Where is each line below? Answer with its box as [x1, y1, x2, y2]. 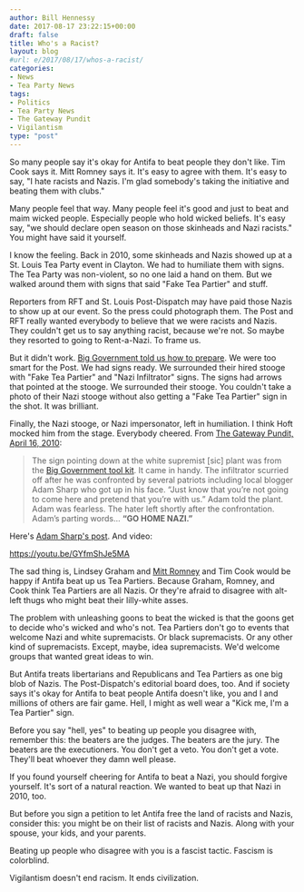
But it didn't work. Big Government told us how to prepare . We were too [9, 352, 277, 363]
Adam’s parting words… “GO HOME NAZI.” [31, 512, 193, 523]
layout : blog [9, 47, 59, 56]
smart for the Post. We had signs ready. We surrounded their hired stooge [9, 362, 286, 372]
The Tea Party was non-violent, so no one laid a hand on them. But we [9, 269, 272, 280]
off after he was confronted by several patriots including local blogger [31, 474, 293, 485]
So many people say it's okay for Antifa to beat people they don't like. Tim [9, 156, 286, 167]
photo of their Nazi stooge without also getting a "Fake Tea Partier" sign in [9, 391, 288, 401]
